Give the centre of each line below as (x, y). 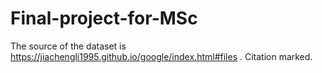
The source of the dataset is (68, 46)
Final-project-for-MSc (104, 18)
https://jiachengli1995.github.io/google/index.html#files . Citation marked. (161, 56)
